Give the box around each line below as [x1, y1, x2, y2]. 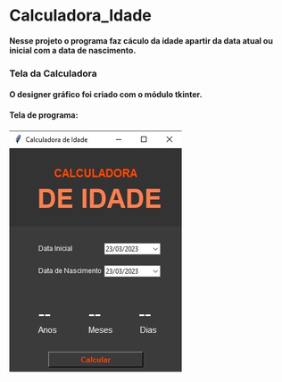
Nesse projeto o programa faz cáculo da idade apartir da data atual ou [9, 35, 274, 46]
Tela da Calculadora [9, 67, 97, 79]
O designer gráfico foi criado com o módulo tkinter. [9, 89, 203, 100]
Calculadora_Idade [9, 5, 152, 26]
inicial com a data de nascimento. [9, 45, 137, 55]
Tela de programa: [9, 109, 79, 120]
